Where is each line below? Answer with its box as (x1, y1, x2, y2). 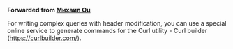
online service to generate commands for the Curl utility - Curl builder (7, 27, 208, 35)
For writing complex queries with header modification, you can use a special (7, 19, 227, 27)
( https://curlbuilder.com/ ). (7, 34, 82, 42)
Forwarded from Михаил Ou (7, 6, 91, 14)
